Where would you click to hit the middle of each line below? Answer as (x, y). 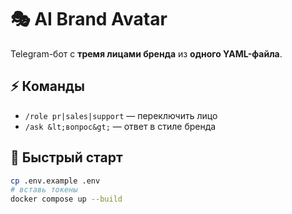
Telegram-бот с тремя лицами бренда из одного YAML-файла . (146, 53)
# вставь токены (44, 190)
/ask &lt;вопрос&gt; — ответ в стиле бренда (120, 126)
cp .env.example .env (55, 181)
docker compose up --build (66, 199)
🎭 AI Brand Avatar (89, 19)
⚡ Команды (47, 86)
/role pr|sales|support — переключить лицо (121, 115)
